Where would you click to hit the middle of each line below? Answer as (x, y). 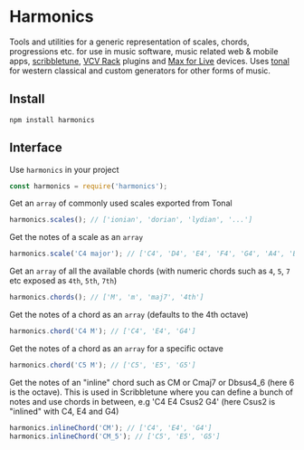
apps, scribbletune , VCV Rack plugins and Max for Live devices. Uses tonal (149, 61)
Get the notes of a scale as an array (76, 237)
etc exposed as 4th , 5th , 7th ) (63, 281)
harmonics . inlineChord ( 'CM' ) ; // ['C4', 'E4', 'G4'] (111, 427)
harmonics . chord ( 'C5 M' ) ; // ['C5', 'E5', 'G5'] (103, 365)
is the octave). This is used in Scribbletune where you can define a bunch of (152, 392)
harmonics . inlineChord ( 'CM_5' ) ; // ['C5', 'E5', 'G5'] (115, 436)
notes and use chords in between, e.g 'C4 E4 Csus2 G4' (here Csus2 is (142, 401)
